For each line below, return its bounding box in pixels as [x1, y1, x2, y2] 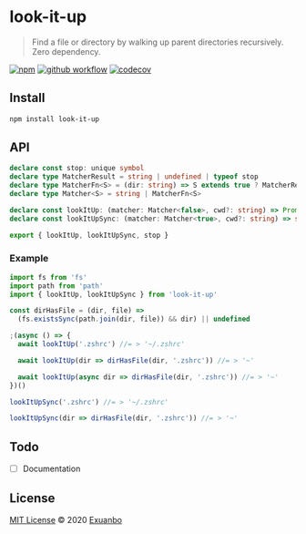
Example [9, 252, 49, 265]
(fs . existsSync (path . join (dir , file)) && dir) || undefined [17, 314, 250, 324]
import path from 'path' [9, 281, 104, 291]
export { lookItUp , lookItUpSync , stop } [9, 231, 169, 240]
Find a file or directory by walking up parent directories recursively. [31, 36, 284, 47]
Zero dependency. [31, 46, 101, 56]
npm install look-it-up [9, 114, 100, 124]
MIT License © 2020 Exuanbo [9, 515, 123, 526]
